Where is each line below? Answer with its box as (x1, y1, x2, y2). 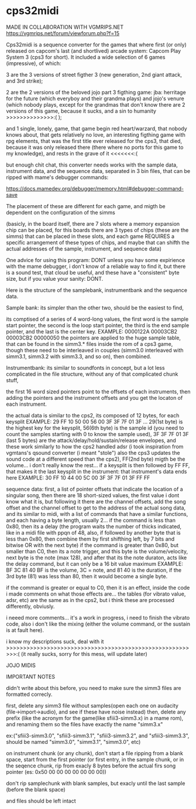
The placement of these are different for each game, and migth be (6, 202, 166, 209)
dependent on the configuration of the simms (6, 209, 115, 216)
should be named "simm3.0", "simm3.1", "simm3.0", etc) (6, 738, 141, 745)
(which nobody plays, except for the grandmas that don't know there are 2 (6, 101, 185, 108)
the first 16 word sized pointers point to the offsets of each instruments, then (6, 388, 191, 395)
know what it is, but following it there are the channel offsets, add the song (6, 498, 186, 505)
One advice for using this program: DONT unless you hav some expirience (6, 256, 185, 263)
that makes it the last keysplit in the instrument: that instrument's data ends (6, 468, 187, 475)
